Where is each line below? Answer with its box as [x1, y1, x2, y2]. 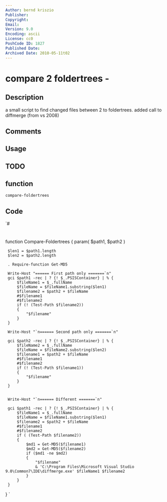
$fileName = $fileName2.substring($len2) [16, 347, 107, 352]
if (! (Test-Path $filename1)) [16, 365, 84, 370]
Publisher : [5, 12, 29, 17]
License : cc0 [5, 36, 33, 42]
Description [5, 93, 44, 102]
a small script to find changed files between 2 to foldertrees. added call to [5, 106, 162, 113]
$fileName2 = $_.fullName [16, 343, 72, 348]
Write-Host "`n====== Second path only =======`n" [7, 329, 118, 334]
